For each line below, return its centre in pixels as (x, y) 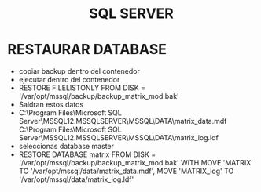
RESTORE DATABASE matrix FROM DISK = (87, 154)
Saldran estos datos (51, 105)
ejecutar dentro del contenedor (69, 80)
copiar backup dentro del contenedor (79, 71)
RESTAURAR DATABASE (87, 50)
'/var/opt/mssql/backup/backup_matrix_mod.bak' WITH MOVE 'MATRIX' (136, 163)
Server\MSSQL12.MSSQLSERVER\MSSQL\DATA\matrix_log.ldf (119, 138)
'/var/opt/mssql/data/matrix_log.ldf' (76, 179)
